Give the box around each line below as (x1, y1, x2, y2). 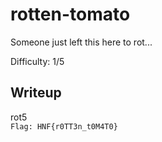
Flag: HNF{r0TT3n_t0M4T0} (10, 121, 118, 132)
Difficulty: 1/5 (10, 55, 65, 67)
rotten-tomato (10, 3, 131, 26)
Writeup (10, 84, 62, 102)
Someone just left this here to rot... (10, 36, 153, 48)
